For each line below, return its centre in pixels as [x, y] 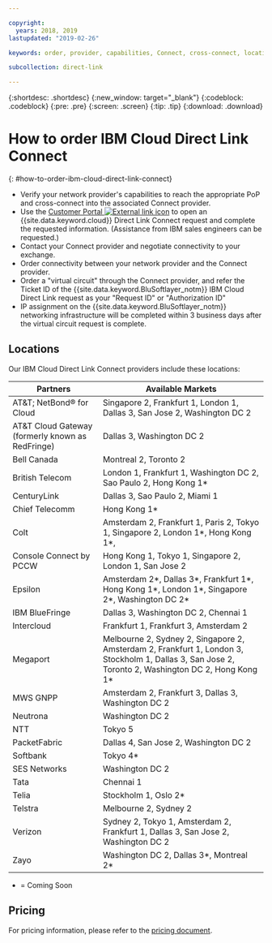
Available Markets [181, 389]
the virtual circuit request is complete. [83, 324]
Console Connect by [51, 555]
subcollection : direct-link [56, 67]
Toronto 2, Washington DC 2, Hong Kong [180, 669]
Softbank [30, 756]
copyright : [27, 23]
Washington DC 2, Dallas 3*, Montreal [175, 855]
